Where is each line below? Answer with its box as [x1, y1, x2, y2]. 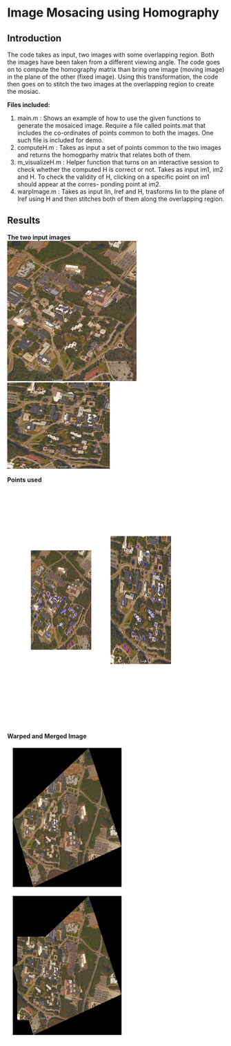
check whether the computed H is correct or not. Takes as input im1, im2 [17, 166, 223, 173]
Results [7, 215, 41, 226]
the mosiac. [7, 88, 41, 95]
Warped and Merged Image [7, 732, 88, 740]
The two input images [7, 233, 71, 241]
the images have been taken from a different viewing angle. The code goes [7, 58, 221, 66]
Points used [7, 475, 42, 484]
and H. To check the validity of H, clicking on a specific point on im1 [17, 173, 210, 181]
